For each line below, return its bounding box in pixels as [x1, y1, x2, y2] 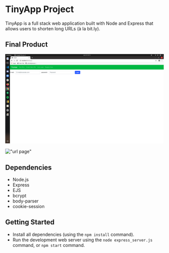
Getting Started [5, 218, 55, 227]
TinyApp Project [5, 4, 74, 15]
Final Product [5, 40, 48, 49]
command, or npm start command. [12, 242, 86, 248]
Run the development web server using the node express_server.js [12, 236, 153, 243]
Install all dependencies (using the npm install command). [12, 231, 135, 237]
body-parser [12, 198, 39, 204]
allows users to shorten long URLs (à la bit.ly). [5, 25, 101, 31]
